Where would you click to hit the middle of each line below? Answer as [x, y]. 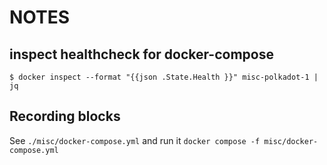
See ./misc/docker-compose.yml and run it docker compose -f [135, 140]
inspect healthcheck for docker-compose [141, 54]
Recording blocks [65, 116]
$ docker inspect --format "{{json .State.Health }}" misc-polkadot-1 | [164, 77]
